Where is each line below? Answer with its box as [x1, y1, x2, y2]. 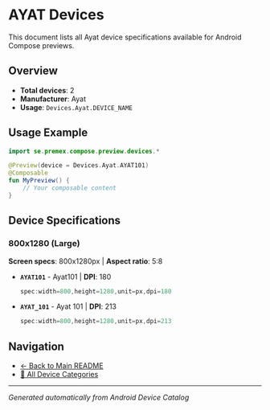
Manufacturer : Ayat [19, 94, 87, 104]
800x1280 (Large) [8, 238, 80, 249]
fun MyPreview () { [8, 177, 70, 185]
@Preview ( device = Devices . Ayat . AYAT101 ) [8, 162, 149, 170]
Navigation [8, 339, 64, 353]
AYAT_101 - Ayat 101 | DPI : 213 [19, 301, 117, 311]
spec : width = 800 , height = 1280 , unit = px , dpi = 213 [19, 318, 172, 326]
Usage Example [8, 126, 88, 140]
